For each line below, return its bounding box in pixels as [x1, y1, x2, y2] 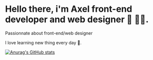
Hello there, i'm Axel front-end [5, 3, 132, 15]
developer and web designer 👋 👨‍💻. [5, 14, 149, 25]
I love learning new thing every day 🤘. [5, 39, 82, 45]
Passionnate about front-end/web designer [5, 30, 93, 36]
